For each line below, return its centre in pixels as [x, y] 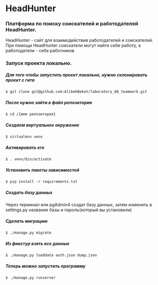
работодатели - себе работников [40, 51]
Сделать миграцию [27, 221]
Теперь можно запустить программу [46, 266]
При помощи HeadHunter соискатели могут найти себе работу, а [73, 45]
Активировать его [25, 147]
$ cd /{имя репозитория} [31, 114]
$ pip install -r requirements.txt [42, 182]
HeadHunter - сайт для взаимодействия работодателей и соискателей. [79, 40]
